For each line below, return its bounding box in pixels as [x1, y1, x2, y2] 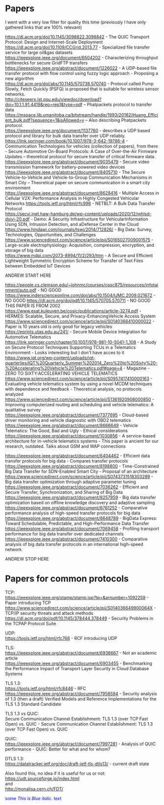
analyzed [5, 391, 23, 397]
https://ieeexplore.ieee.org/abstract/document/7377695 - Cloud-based [5, 412, 149, 418]
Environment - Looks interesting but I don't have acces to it [5, 349, 125, 355]
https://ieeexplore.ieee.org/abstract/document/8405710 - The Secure [5, 169, 145, 175]
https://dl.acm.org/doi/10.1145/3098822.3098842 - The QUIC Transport [5, 34, 150, 40]
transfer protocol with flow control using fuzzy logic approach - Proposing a [5, 70, 158, 76]
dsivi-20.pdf [5, 216, 30, 222]
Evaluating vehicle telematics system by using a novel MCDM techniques [5, 381, 153, 387]
